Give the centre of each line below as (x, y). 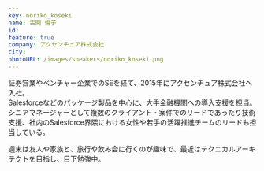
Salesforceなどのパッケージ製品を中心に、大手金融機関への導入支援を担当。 (132, 102)
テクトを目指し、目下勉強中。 (56, 158)
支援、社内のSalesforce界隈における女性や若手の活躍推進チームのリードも (129, 122)
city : (17, 52)
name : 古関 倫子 (32, 23)
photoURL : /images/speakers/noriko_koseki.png (86, 60)
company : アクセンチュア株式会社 (56, 45)
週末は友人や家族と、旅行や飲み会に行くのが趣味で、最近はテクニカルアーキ (132, 149)
